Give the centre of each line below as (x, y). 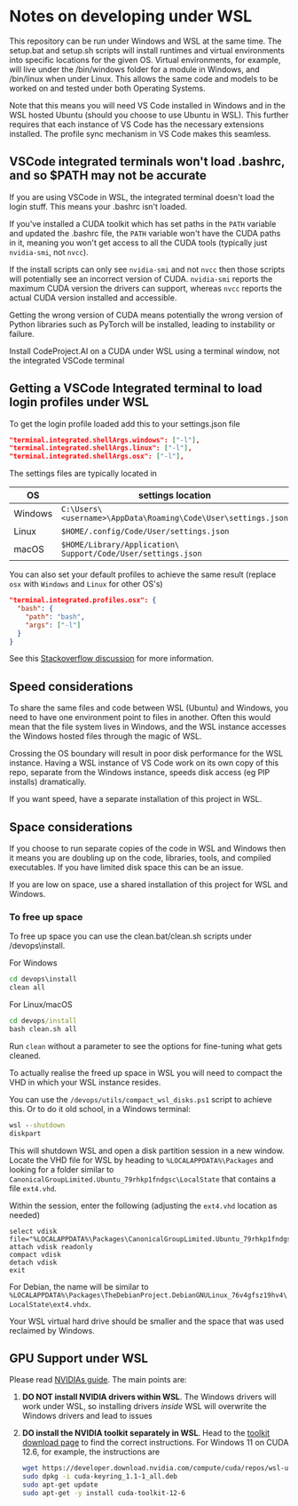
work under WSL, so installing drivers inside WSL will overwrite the (144, 1406)
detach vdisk (33, 1262)
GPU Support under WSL (79, 1358)
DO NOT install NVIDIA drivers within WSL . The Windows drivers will (149, 1397)
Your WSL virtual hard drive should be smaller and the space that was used (147, 1321)
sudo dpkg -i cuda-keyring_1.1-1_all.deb (100, 1477)
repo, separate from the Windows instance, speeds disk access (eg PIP (140, 773)
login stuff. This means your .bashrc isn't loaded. (98, 206)
